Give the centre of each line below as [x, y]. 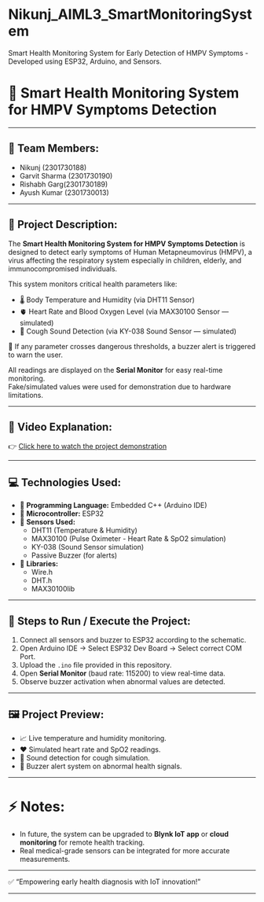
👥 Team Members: [54, 148]
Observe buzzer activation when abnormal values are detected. [122, 681]
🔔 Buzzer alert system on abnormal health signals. [101, 766]
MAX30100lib [53, 589]
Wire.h [42, 572]
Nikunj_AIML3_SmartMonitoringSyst [130, 15]
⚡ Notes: [37, 806]
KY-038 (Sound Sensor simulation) [88, 547]
